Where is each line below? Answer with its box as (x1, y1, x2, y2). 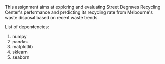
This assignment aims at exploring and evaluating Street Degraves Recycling (5, 4, 161, 10)
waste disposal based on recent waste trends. (5, 15, 99, 20)
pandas (12, 39, 28, 44)
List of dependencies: (5, 24, 49, 30)
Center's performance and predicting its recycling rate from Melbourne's (5, 9, 153, 15)
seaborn (12, 54, 30, 60)
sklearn (12, 49, 28, 55)
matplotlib (12, 44, 33, 49)
